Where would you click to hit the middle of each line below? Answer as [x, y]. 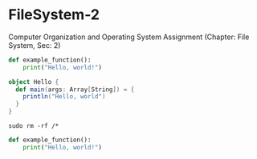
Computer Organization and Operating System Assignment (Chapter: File [129, 37]
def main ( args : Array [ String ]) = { [75, 89]
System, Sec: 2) [35, 45]
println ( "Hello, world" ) [64, 97]
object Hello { [34, 81]
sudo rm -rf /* [34, 126]
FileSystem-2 [54, 15]
